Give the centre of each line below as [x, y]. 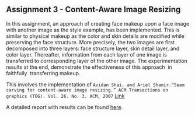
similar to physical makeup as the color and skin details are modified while [95, 36]
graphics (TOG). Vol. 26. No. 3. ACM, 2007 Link [65, 96]
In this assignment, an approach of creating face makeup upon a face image [98, 23]
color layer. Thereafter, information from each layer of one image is [87, 54]
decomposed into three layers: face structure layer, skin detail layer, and [93, 48]
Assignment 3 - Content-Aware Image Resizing [93, 10]
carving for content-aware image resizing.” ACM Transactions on [87, 90]
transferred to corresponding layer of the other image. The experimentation [97, 61]
